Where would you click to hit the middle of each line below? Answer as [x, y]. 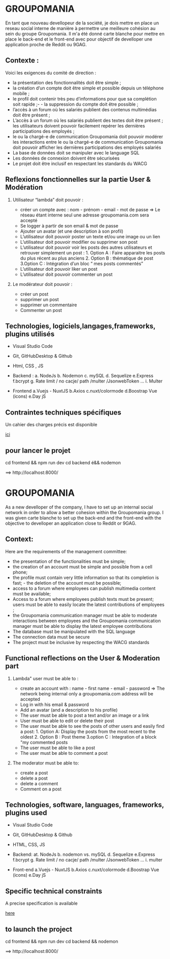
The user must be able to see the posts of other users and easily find [92, 726]
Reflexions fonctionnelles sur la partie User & [78, 180]
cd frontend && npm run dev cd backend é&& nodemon [63, 462]
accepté [29, 220]
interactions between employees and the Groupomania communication [87, 621]
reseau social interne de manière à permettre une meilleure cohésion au [80, 28]
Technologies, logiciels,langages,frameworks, [80, 326]
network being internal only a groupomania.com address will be [87, 693]
